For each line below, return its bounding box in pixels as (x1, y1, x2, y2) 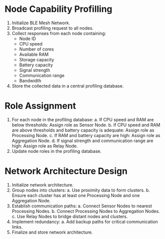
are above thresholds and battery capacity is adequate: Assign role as (11, 127, 155, 133)
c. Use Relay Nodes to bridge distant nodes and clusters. (11, 213, 128, 219)
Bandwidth (19, 78, 41, 84)
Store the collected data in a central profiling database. (11, 83, 124, 89)
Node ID (19, 36, 37, 42)
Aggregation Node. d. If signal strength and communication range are (11, 138, 154, 143)
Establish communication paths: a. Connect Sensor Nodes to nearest (11, 203, 152, 209)
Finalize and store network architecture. (11, 229, 93, 235)
